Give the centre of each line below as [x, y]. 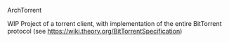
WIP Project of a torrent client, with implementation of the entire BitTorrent [115, 23]
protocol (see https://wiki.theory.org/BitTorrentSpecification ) [95, 31]
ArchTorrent [25, 10]
